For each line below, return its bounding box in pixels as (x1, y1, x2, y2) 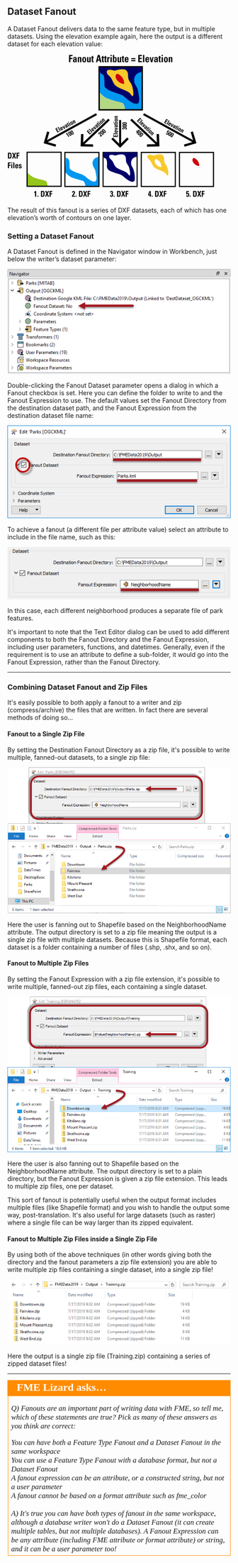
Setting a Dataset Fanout (7, 231, 94, 241)
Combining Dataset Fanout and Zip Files (7, 683, 148, 692)
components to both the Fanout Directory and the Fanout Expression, (7, 635, 210, 644)
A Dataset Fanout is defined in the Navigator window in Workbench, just (7, 248, 217, 256)
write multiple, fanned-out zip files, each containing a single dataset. (7, 982, 208, 990)
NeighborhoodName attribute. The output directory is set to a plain (7, 1166, 203, 1175)
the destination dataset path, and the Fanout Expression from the (7, 404, 197, 412)
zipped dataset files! (7, 1359, 67, 1368)
